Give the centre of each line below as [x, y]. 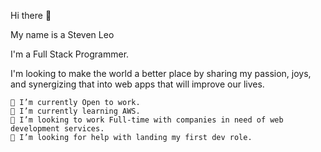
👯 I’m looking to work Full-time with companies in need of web [147, 120]
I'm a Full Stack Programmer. [70, 54]
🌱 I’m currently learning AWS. [75, 111]
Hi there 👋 [31, 15]
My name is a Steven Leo [62, 34]
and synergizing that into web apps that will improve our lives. [137, 84]
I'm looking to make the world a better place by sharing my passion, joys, [161, 73]
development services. [57, 129]
